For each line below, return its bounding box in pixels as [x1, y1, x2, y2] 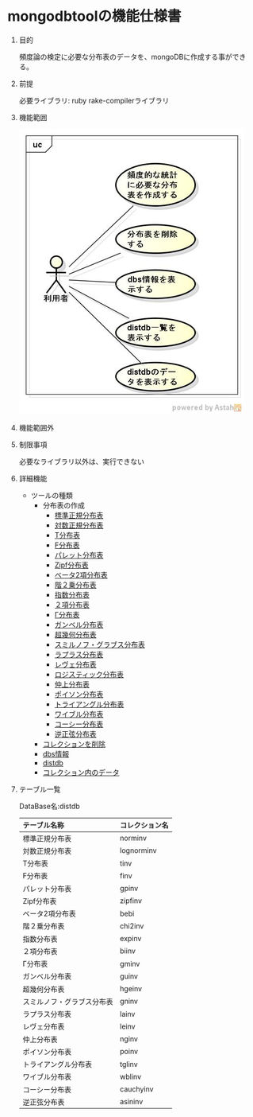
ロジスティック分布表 [54, 669, 125, 679]
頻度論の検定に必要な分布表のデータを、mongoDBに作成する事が [18, 52, 232, 61]
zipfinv [119, 896, 142, 905]
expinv [119, 934, 142, 944]
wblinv [119, 1072, 142, 1081]
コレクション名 [119, 820, 169, 830]
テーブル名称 [22, 820, 64, 830]
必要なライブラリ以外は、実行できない [18, 457, 144, 466]
